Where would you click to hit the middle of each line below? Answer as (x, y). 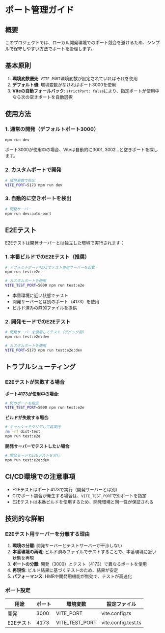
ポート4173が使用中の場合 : (32, 394)
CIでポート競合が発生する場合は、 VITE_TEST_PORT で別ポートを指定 (79, 496)
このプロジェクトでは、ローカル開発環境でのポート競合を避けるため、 (76, 43)
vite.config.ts (116, 613)
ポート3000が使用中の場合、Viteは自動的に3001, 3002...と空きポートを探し (82, 150)
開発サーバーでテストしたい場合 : (38, 446)
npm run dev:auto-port (28, 214)
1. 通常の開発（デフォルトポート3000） (52, 129)
